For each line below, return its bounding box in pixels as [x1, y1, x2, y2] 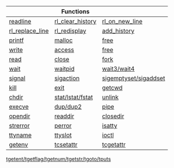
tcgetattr [102, 141, 126, 148]
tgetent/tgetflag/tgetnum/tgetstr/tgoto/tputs [6, 156, 111, 162]
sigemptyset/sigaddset [102, 74, 165, 82]
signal [9, 74, 26, 82]
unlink [102, 93, 119, 101]
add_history [102, 27, 135, 34]
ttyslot [54, 131, 72, 139]
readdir [54, 112, 75, 120]
